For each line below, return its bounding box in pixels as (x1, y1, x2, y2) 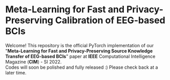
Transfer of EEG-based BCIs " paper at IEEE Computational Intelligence (5, 53, 156, 59)
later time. (5, 69, 27, 75)
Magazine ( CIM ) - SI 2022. (5, 58, 62, 65)
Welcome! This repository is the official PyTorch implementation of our (5, 42, 154, 48)
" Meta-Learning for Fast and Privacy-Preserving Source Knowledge (5, 48, 153, 54)
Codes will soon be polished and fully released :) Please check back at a (5, 64, 158, 70)
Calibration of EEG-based (55, 14, 165, 26)
